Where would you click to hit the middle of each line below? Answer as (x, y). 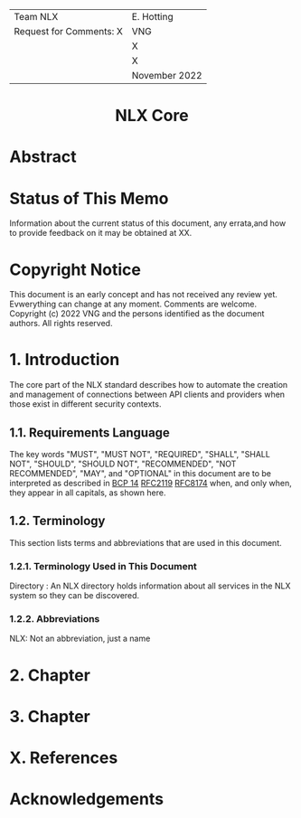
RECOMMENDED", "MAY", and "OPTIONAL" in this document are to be (140, 473)
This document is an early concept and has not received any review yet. (144, 295)
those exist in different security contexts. (85, 404)
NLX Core (152, 116)
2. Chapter (50, 675)
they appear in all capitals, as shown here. (88, 493)
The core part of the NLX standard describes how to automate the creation (149, 385)
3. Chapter (50, 716)
